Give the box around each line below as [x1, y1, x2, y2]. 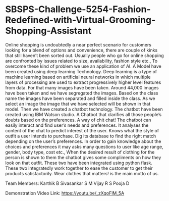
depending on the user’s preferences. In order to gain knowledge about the [5, 138, 161, 144]
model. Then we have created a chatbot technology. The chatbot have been [5, 106, 163, 112]
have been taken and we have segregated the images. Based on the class [5, 90, 158, 96]
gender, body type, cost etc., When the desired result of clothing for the [5, 149, 155, 155]
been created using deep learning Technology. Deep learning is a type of [5, 68, 157, 74]
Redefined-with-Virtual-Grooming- [5, 14, 156, 26]
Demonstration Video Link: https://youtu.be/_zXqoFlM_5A [5, 190, 125, 196]
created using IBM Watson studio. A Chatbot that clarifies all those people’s [5, 111, 162, 117]
